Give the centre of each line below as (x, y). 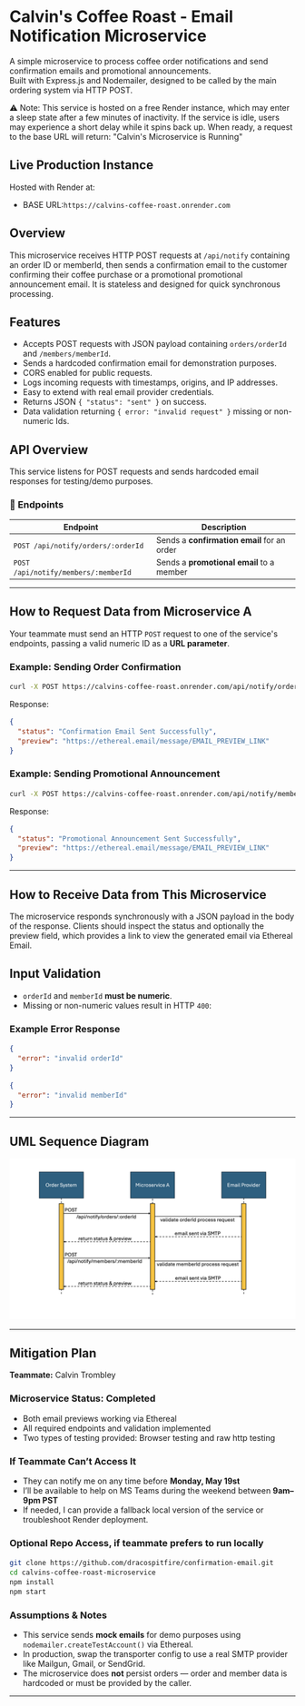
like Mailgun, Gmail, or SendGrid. (84, 1664)
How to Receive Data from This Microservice (138, 895)
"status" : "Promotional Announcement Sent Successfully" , (130, 838)
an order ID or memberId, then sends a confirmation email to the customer (148, 264)
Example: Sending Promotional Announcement (115, 774)
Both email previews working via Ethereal (99, 1418)
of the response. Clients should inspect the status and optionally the (137, 926)
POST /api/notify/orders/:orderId (79, 546)
